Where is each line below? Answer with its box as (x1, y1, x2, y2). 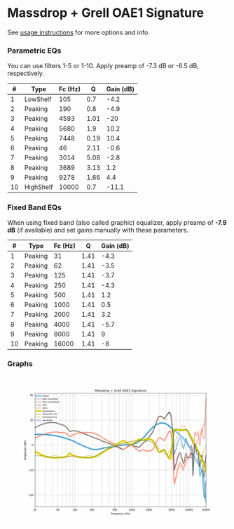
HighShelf (24, 183, 53, 191)
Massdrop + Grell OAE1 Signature (7, 5, 205, 21)
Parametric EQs (7, 46, 62, 55)
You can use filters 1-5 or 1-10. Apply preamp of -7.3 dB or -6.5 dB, (7, 62, 200, 70)
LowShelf (24, 95, 52, 103)
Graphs (7, 359, 33, 369)
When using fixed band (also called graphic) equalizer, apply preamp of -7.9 (7, 218, 227, 227)
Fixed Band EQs (7, 202, 62, 212)
